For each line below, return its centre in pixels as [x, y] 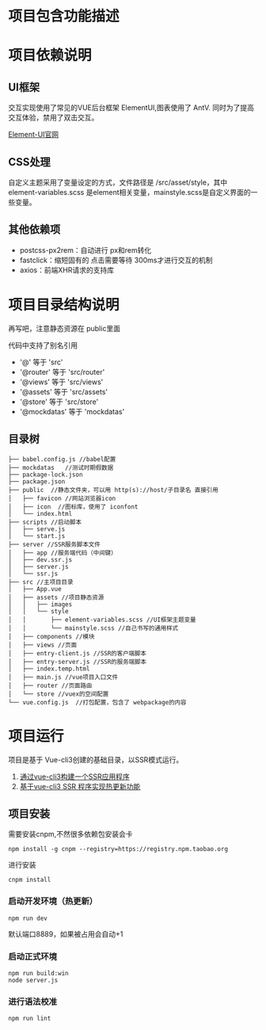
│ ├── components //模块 [51, 636]
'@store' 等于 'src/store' [59, 402]
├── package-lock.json [46, 475]
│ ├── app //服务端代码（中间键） [63, 553]
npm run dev [28, 918]
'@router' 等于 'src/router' [62, 372]
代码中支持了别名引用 [43, 345]
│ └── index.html [40, 513]
